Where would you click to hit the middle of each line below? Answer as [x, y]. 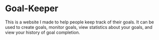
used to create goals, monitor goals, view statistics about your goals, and [79, 27]
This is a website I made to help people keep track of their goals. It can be [79, 22]
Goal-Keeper [32, 9]
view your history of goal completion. [43, 32]
